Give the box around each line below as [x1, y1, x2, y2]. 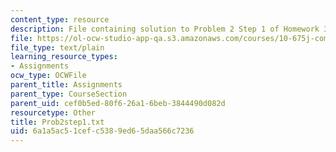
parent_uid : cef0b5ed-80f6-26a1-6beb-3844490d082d [10, 98, 226, 108]
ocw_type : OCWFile [10, 71, 87, 81]
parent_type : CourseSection [10, 89, 128, 99]
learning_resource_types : [10, 52, 118, 62]
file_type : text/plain [10, 42, 105, 53]
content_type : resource [10, 14, 110, 25]
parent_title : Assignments [10, 80, 123, 90]
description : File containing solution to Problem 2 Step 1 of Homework [10, 24, 320, 34]
